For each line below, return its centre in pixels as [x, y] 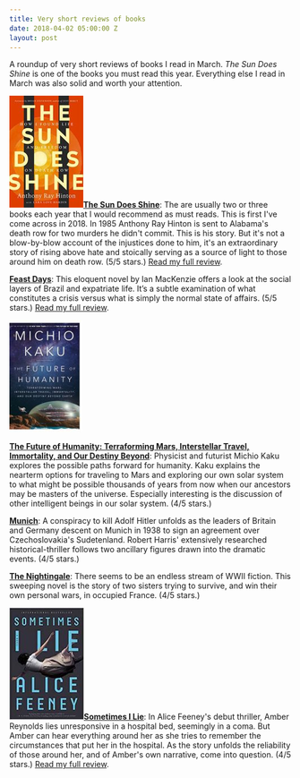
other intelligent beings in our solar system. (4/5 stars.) [111, 504]
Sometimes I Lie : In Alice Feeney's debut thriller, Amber [186, 717]
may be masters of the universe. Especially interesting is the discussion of [146, 494]
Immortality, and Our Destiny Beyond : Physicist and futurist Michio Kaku [145, 456]
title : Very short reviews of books [77, 19]
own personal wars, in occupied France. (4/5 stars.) [105, 595]
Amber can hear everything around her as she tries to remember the [135, 736]
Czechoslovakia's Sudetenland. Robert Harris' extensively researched [138, 540]
